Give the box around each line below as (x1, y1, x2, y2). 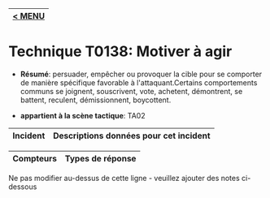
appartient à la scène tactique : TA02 (20, 110, 146, 120)
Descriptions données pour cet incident (52, 130, 211, 141)
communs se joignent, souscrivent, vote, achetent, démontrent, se (20, 86, 243, 96)
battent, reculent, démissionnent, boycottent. (20, 95, 172, 105)
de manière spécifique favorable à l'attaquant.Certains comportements (20, 77, 258, 88)
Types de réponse (64, 153, 137, 164)
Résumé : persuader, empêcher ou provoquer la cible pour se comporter (20, 69, 263, 79)
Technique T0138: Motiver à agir (8, 42, 233, 61)
